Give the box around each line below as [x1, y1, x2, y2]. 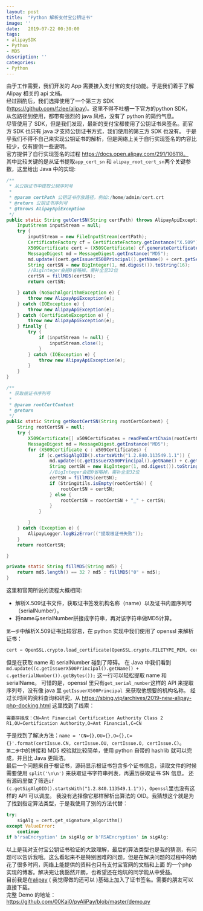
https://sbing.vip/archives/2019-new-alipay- [81, 694, 192, 701]
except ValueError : [6, 823, 56, 829]
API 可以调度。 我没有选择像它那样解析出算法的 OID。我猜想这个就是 [18, 792, 189, 799]
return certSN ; [28, 279, 66, 285]
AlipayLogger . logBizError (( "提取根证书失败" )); [28, 530, 144, 537]
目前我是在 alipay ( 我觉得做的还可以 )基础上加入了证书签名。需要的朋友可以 [6, 876, 193, 883]
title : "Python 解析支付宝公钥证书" [6, 15, 93, 21]
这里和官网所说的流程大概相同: [6, 587, 83, 594]
